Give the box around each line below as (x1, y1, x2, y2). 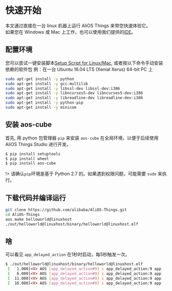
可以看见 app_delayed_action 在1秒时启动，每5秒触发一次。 (5, 251, 130, 258)
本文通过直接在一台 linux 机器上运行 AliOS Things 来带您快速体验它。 (5, 22, 151, 29)
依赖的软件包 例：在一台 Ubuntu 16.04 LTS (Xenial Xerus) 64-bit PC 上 (5, 66, 153, 72)
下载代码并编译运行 (5, 193, 66, 202)
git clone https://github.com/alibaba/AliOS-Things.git (5, 207, 127, 212)
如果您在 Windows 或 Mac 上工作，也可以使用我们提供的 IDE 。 (5, 29, 136, 35)
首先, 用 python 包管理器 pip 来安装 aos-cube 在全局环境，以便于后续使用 (5, 135, 159, 141)
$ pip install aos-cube (5, 161, 56, 166)
